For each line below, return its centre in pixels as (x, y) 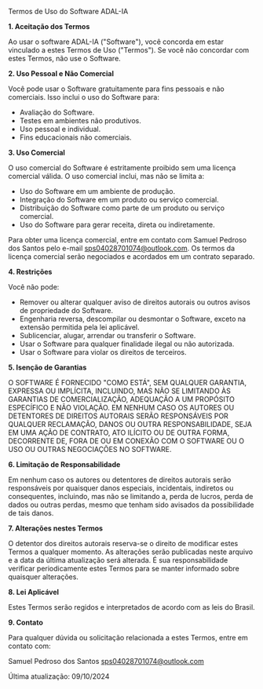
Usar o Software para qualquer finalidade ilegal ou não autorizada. (127, 344)
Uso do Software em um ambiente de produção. (97, 191)
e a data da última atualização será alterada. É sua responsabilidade (118, 560)
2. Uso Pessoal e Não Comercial (61, 73)
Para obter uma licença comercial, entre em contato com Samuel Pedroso (128, 240)
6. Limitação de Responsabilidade (64, 465)
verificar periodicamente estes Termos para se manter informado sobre (124, 569)
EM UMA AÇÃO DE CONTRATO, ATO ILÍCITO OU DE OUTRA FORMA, (119, 432)
